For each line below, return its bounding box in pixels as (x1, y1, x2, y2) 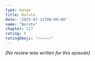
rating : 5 (5, 31, 27, 36)
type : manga (5, 7, 31, 13)
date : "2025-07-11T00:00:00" (5, 17, 68, 22)
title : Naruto (5, 12, 36, 17)
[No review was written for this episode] (5, 49, 90, 56)
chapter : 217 (5, 26, 33, 32)
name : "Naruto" (5, 21, 38, 27)
